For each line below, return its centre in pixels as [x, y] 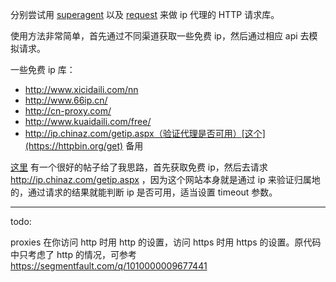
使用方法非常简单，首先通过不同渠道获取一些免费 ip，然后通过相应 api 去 [160, 36]
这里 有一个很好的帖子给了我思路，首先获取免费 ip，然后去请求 [139, 167]
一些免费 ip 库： [43, 69]
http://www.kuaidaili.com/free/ [88, 121]
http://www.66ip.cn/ [66, 100]
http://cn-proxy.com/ [68, 111]
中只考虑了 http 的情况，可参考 [73, 254]
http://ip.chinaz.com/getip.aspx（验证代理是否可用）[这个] [145, 133]
